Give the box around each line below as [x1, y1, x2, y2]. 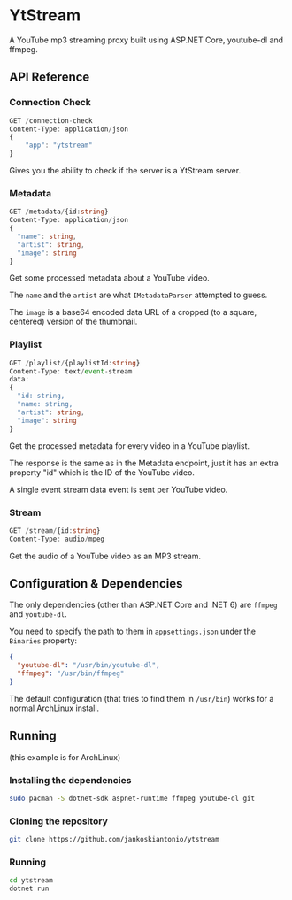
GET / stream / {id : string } [9, 526, 101, 535]
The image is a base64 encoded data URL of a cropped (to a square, [9, 307, 257, 318]
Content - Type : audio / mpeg [9, 535, 104, 543]
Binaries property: [9, 635, 78, 646]
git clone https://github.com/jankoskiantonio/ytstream [9, 835, 219, 844]
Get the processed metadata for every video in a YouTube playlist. [9, 440, 250, 451]
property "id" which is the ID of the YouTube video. [9, 466, 195, 478]
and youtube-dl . [9, 609, 68, 619]
